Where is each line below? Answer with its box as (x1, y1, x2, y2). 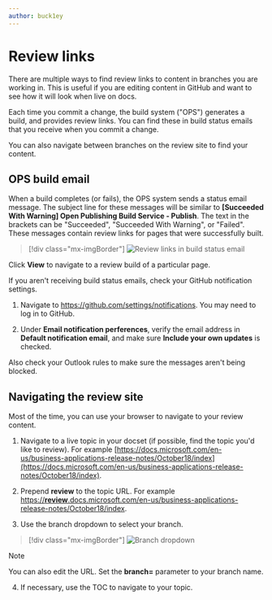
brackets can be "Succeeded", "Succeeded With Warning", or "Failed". (8, 220, 245, 230)
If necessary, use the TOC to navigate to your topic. (19, 583, 193, 593)
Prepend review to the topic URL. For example (19, 486, 175, 497)
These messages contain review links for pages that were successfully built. (8, 229, 264, 239)
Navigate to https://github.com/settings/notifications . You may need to (19, 300, 257, 310)
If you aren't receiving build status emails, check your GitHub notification (8, 276, 253, 286)
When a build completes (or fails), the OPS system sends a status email (8, 194, 248, 204)
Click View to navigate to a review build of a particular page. (8, 260, 211, 269)
